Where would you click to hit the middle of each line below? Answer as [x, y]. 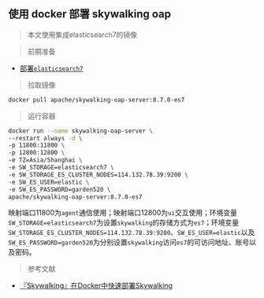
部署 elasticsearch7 [52, 68]
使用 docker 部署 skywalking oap [90, 14]
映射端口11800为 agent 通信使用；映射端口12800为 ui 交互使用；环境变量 [123, 213]
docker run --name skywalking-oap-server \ [81, 131]
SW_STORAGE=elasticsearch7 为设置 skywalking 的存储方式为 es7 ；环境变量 [124, 222]
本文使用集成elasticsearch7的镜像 [82, 35]
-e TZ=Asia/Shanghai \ [45, 160]
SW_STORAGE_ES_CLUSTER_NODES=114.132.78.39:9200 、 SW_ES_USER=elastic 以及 [132, 233]
